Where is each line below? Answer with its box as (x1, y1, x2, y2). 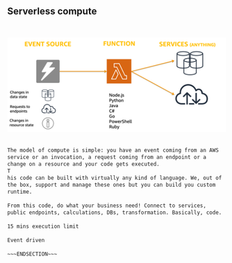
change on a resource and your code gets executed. (7, 161, 160, 168)
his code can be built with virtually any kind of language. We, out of (7, 174, 222, 182)
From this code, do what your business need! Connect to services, (7, 202, 207, 210)
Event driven (7, 237, 45, 244)
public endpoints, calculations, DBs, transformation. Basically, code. (7, 209, 222, 217)
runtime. (7, 188, 33, 196)
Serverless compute (7, 6, 97, 17)
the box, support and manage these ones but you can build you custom (7, 181, 216, 189)
